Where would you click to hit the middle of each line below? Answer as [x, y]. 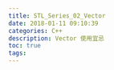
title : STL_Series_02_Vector [57, 16]
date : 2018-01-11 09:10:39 [53, 23]
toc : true [25, 46]
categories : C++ [35, 31]
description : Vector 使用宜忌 [56, 38]
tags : [17, 53]
